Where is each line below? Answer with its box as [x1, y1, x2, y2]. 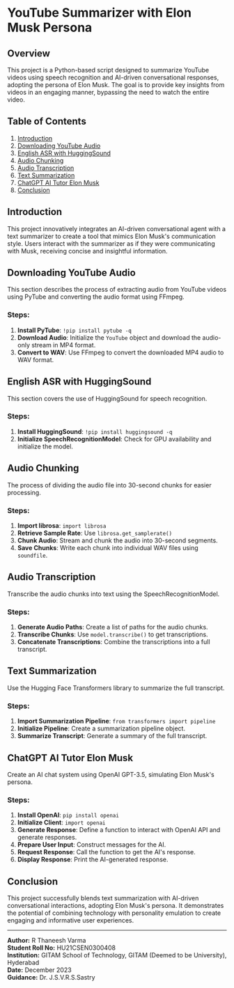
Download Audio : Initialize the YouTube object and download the [17, 333, 201, 342]
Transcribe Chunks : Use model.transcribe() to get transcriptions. [17, 630, 208, 638]
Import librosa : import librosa [17, 521, 107, 530]
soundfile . [17, 551, 48, 559]
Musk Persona [7, 19, 93, 36]
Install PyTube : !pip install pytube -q [17, 326, 132, 334]
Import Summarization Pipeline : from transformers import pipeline [17, 717, 216, 726]
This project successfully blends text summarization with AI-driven [7, 894, 199, 902]
